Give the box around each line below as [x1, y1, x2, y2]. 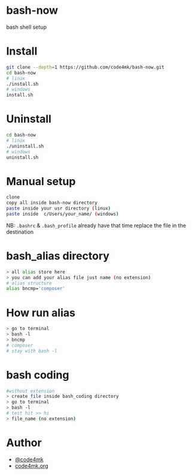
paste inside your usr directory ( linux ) [6, 205, 111, 211]
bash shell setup [6, 23, 47, 31]
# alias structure [6, 280, 52, 286]
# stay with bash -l [6, 348, 58, 354]
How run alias [6, 306, 76, 319]
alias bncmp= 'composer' [6, 286, 66, 292]
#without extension [6, 388, 55, 394]
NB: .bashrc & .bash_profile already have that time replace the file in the [6, 222, 187, 229]
